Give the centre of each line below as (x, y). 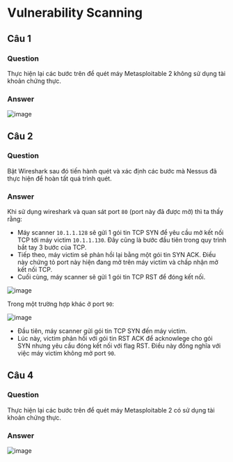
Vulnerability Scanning (75, 13)
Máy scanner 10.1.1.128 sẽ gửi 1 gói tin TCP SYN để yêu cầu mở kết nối (120, 233)
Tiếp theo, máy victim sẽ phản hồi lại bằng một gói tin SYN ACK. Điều (116, 255)
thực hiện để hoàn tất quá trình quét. (60, 178)
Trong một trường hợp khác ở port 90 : (61, 304)
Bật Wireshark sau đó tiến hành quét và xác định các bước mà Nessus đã (112, 171)
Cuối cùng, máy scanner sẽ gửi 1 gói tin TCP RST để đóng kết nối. (111, 277)
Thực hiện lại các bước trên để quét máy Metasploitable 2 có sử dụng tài (111, 410)
